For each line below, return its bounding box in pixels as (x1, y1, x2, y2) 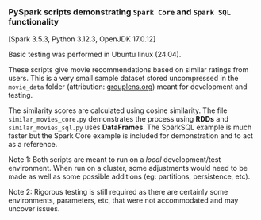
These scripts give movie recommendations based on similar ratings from (8, 65, 249, 75)
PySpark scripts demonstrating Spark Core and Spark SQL (8, 6, 232, 17)
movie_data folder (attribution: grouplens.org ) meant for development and (8, 82, 248, 91)
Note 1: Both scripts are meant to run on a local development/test (8, 155, 221, 164)
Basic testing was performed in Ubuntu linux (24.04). (8, 50, 182, 60)
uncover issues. (8, 204, 60, 214)
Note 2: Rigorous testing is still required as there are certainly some (8, 187, 228, 197)
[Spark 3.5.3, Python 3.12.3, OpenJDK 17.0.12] (8, 34, 156, 44)
